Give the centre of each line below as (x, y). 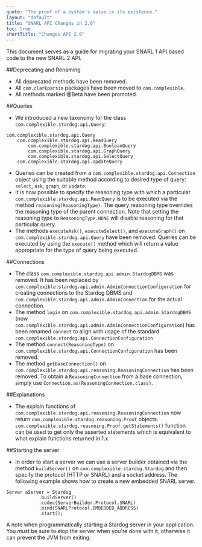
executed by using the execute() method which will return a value (96, 244)
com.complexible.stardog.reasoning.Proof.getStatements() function (100, 426)
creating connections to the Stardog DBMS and (74, 293)
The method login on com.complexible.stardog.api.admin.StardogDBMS (103, 312)
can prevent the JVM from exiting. (49, 538)
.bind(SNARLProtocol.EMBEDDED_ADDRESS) (88, 508)
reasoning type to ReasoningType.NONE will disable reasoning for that (99, 218)
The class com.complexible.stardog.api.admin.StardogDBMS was (94, 273)
